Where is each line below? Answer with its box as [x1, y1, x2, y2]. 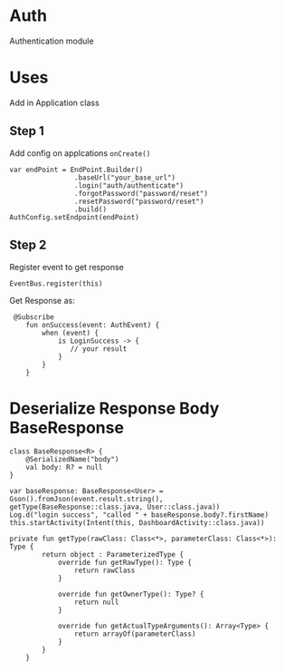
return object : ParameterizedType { [42, 550, 184, 559]
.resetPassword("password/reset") [73, 197, 204, 206]
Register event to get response [9, 261, 125, 272]
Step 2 [9, 238, 47, 253]
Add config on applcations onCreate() [9, 147, 151, 159]
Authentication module [9, 35, 94, 46]
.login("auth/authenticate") [73, 180, 184, 190]
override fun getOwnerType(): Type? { [57, 590, 204, 599]
